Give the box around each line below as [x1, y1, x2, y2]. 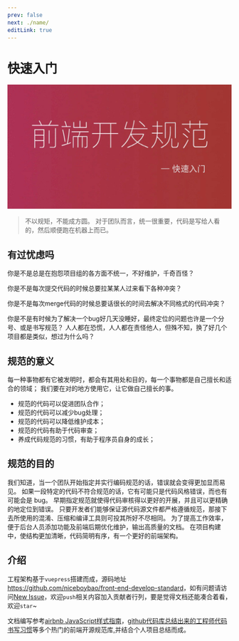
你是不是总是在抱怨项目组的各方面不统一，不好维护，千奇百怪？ [7, 269, 194, 278]
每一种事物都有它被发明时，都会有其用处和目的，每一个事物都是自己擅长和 [7, 375, 225, 384]
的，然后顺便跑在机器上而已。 [24, 226, 112, 234]
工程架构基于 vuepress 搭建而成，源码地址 [7, 574, 127, 583]
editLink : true [7, 26, 53, 33]
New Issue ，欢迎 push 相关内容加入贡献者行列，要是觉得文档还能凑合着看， [14, 592, 232, 601]
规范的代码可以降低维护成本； [17, 417, 105, 425]
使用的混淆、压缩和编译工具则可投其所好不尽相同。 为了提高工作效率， [19, 514, 228, 522]
